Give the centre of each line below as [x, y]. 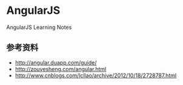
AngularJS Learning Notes [39, 27]
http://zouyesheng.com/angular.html [61, 69]
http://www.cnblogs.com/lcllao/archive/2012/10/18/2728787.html [96, 75]
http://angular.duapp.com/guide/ [56, 62]
